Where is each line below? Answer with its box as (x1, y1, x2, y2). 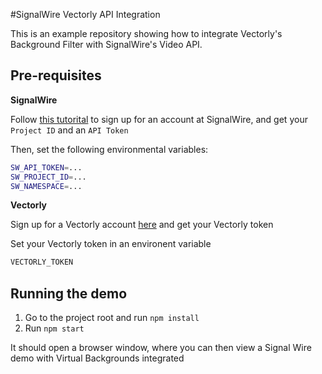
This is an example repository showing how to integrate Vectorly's (10, 28, 283, 39)
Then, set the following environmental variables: (10, 143, 209, 155)
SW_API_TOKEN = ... (10, 162, 83, 173)
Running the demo (10, 285, 128, 302)
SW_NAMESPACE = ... (10, 181, 83, 191)
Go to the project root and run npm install (24, 312, 200, 324)
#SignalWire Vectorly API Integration (10, 9, 161, 20)
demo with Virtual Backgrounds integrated (10, 352, 185, 364)
